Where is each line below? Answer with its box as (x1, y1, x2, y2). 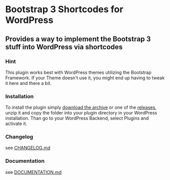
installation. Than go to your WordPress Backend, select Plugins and (5, 115, 149, 122)
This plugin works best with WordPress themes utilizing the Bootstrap (5, 69, 152, 75)
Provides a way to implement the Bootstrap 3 (5, 35, 151, 43)
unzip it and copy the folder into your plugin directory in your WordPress (5, 110, 157, 116)
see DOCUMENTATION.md (5, 169, 62, 175)
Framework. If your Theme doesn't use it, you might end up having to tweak (5, 75, 165, 81)
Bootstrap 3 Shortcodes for (5, 4, 124, 15)
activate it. (5, 121, 28, 127)
